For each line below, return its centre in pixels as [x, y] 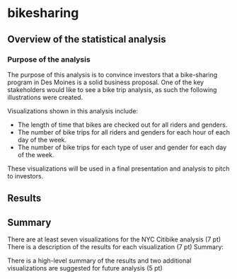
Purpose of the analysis [49, 59]
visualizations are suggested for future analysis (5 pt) [85, 268]
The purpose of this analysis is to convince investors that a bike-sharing [112, 74]
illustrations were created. [45, 97]
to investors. [25, 176]
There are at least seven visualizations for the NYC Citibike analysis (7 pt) [114, 239]
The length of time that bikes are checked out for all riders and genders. [122, 125]
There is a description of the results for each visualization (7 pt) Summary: [116, 247]
